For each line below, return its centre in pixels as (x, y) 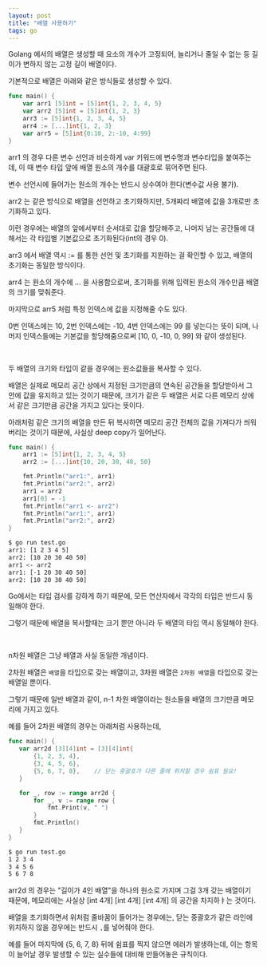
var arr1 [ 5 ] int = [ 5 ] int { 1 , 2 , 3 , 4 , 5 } (92, 104)
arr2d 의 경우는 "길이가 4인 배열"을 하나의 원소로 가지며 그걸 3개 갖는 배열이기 (130, 890)
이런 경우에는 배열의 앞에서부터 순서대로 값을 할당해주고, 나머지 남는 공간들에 (128, 228)
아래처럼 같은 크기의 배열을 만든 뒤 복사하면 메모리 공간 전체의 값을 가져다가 (125, 422)
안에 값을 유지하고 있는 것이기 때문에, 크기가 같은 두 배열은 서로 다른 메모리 (124, 395)
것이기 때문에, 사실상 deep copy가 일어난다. (98, 432)
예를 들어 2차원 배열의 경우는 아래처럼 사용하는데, (85, 726)
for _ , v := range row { (74, 800)
